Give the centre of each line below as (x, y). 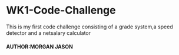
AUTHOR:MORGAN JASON (40, 46)
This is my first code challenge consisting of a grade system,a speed (89, 27)
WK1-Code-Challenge (61, 10)
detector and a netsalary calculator (49, 33)
